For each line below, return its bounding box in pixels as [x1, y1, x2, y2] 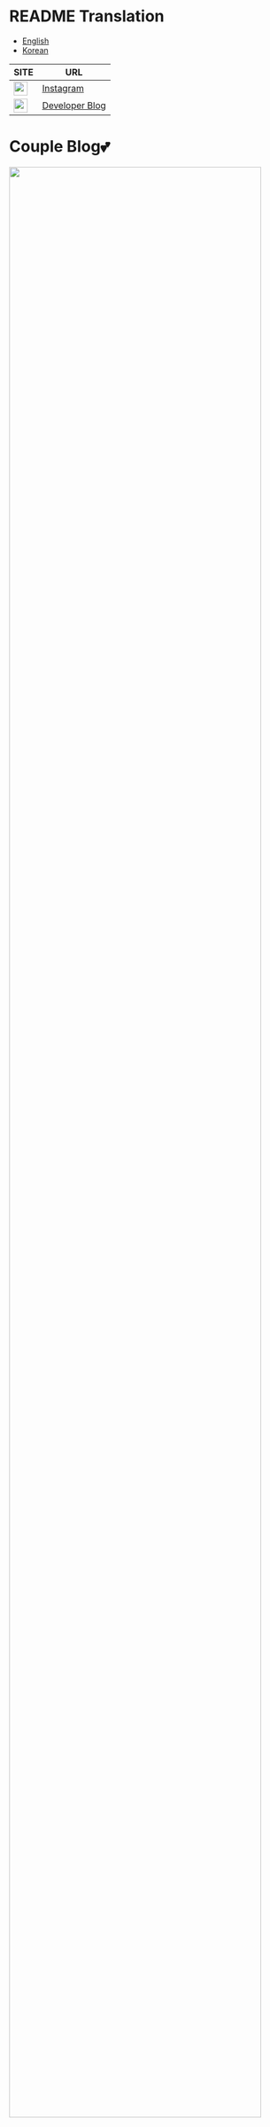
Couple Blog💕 [9, 137, 111, 157]
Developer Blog [42, 99, 106, 112]
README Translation [9, 6, 166, 27]
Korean [21, 44, 49, 55]
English [21, 35, 50, 46]
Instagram [42, 82, 84, 95]
